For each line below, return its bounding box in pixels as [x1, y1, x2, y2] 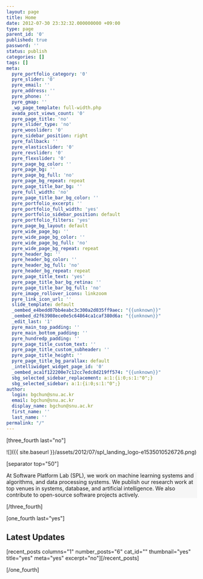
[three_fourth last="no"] [6, 437, 66, 444]
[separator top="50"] [6, 460, 59, 467]
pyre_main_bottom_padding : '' [12, 329, 88, 336]
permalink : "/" [6, 420, 45, 426]
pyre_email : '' [12, 82, 50, 88]
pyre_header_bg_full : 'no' [12, 262, 80, 268]
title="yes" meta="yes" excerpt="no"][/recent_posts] [6, 555, 139, 562]
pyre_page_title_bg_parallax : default [12, 358, 110, 364]
